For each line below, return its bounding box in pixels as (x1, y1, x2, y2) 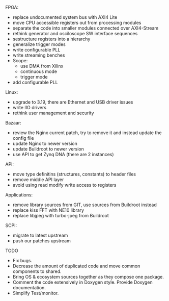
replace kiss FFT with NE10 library (12, 207, 84, 213)
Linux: (5, 89, 18, 95)
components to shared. (12, 268, 62, 274)
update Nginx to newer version (12, 140, 78, 146)
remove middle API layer (12, 177, 64, 183)
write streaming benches (12, 52, 65, 58)
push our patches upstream (12, 238, 71, 244)
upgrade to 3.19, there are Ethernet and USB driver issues (12, 99, 133, 105)
